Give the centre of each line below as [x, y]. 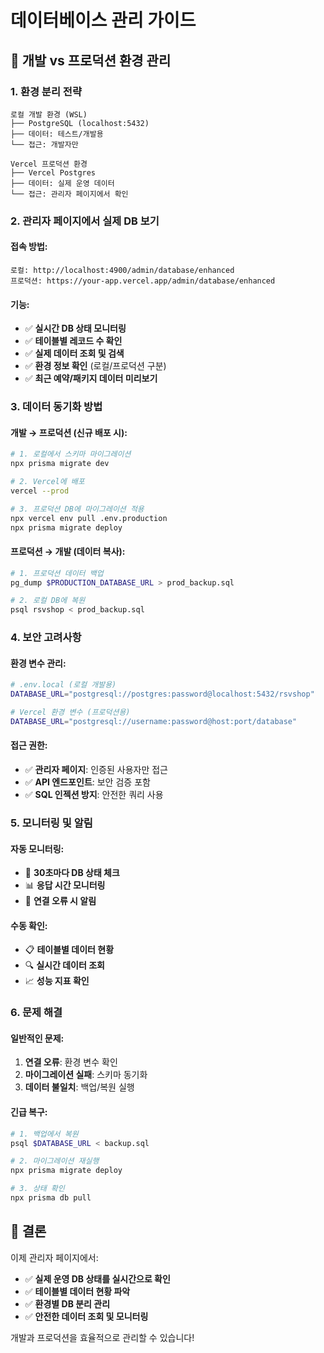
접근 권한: [29, 745]
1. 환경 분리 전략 [46, 91]
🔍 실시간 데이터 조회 [64, 965]
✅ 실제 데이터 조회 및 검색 [74, 353]
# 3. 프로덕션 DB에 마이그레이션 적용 [77, 509]
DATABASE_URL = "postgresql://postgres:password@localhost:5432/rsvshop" [162, 694]
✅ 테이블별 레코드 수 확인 [73, 341]
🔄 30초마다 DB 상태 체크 [72, 873]
